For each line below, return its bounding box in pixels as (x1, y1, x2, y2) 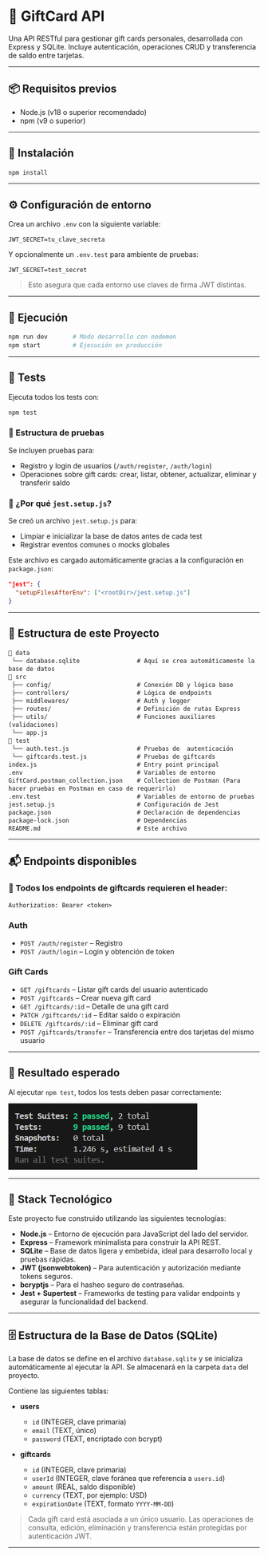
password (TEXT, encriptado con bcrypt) (31, 1434, 163, 1443)
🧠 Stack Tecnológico (8, 1193, 112, 1206)
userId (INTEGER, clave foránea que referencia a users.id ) (31, 1474, 226, 1483)
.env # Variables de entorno (8, 768, 216, 776)
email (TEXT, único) (31, 1426, 97, 1436)
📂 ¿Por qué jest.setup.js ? (8, 498, 112, 509)
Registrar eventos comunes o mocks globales (19, 540, 170, 550)
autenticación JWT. (27, 1531, 93, 1541)
